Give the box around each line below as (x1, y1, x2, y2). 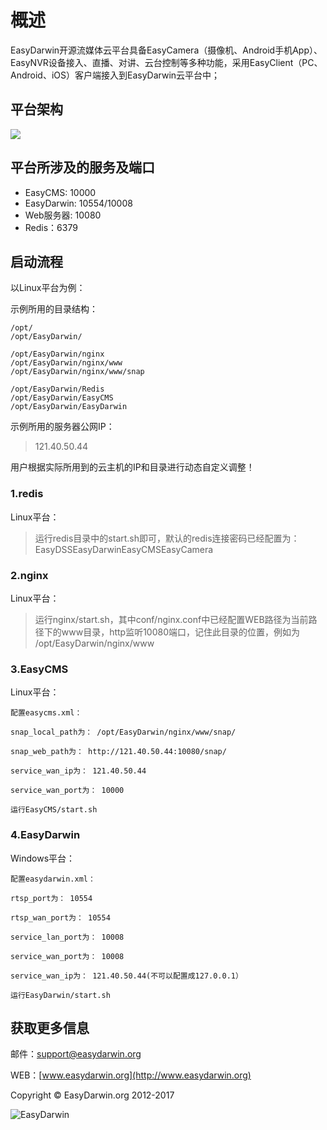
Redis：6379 (24, 221, 78, 233)
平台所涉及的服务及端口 (10, 159, 155, 176)
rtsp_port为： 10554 (10, 893, 93, 903)
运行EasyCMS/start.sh (10, 805, 98, 815)
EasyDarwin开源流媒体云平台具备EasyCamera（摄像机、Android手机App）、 (10, 44, 323, 56)
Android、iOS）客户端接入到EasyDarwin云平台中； (10, 69, 221, 81)
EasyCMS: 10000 (24, 186, 97, 198)
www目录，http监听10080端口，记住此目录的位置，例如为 (61, 626, 301, 638)
